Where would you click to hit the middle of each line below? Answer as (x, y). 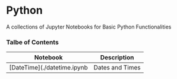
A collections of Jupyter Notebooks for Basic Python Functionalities (89, 27)
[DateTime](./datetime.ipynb (48, 68)
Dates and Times (117, 68)
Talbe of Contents (33, 42)
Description (117, 58)
